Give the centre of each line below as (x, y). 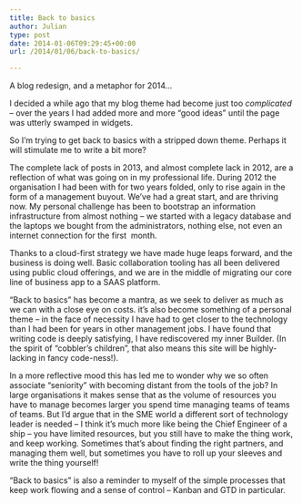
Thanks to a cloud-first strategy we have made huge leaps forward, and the (151, 253)
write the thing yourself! (54, 463)
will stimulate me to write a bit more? (78, 150)
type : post (30, 35)
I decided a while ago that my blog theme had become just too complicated (151, 103)
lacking (23, 358)
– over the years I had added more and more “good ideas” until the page (145, 113)
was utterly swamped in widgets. (71, 123)
